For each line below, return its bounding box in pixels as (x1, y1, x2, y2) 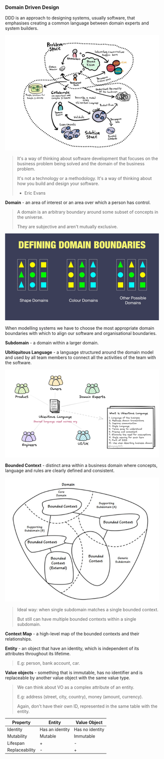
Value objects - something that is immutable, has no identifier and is (5, 670, 143, 676)
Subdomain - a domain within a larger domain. (5, 339, 99, 346)
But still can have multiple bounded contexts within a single (17, 616, 137, 622)
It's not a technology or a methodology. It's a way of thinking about (17, 176, 152, 181)
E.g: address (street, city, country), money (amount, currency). (17, 694, 143, 700)
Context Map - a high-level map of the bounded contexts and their (5, 631, 140, 637)
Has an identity (40, 727, 70, 733)
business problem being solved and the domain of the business (17, 161, 145, 167)
